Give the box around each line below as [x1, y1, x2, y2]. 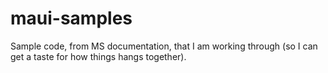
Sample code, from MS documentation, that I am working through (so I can [10, 40, 318, 52]
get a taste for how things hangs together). [10, 50, 187, 62]
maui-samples [10, 7, 133, 30]
